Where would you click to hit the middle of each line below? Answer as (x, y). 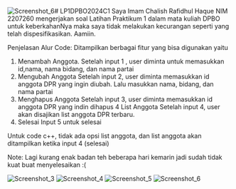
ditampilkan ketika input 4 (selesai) (58, 143)
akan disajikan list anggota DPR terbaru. (76, 114)
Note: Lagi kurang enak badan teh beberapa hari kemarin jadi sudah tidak (115, 157)
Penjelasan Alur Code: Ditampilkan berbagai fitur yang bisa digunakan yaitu (118, 47)
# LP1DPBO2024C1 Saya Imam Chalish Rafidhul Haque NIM (141, 11)
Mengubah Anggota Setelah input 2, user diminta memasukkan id (113, 76)
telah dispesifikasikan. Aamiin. (52, 34)
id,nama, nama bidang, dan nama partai (76, 69)
